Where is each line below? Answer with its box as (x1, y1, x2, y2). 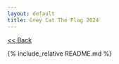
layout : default (7, 10, 55, 17)
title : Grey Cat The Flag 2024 (7, 17, 99, 24)
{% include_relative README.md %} (7, 49, 113, 58)
